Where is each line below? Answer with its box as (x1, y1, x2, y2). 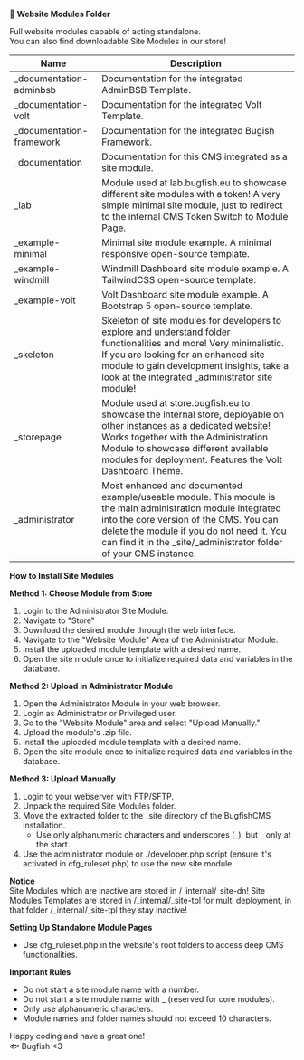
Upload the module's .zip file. (22, 727, 133, 737)
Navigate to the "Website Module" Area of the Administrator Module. (22, 634, 279, 645)
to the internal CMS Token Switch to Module (101, 211, 289, 222)
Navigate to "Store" (22, 615, 95, 626)
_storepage (14, 431, 62, 443)
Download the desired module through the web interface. (22, 625, 237, 635)
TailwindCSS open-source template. (101, 274, 256, 286)
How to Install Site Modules (9, 571, 115, 581)
